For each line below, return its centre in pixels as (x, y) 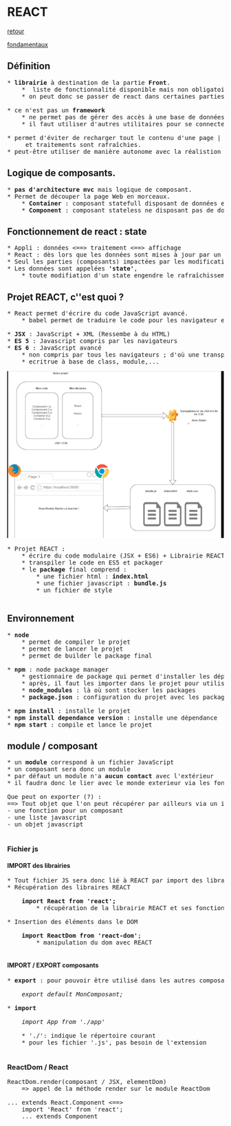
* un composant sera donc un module (69, 769)
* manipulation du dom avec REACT (94, 943)
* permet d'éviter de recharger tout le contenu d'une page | (114, 138)
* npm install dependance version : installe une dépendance (112, 718)
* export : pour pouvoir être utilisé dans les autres (101, 980)
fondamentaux (27, 44)
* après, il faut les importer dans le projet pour (110, 683)
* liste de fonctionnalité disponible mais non (105, 89)
